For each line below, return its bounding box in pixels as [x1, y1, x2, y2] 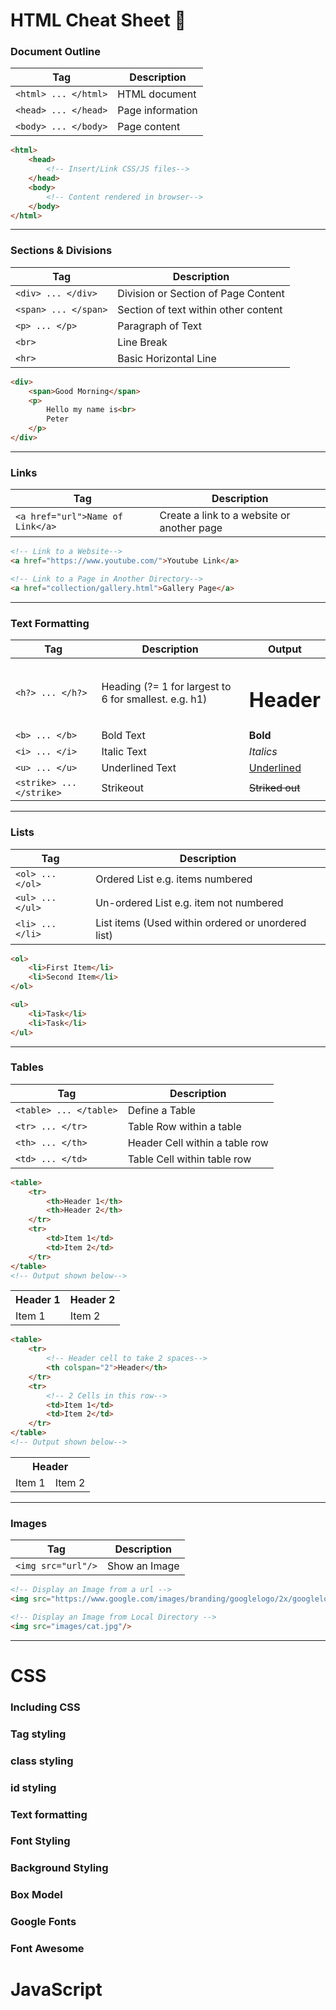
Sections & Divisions [10, 244, 113, 258]
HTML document [117, 87, 197, 101]
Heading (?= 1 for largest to [101, 679, 232, 693]
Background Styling [10, 1861, 109, 1875]
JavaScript [10, 1979, 103, 2001]
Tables [10, 1060, 44, 1074]
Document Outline [10, 45, 101, 59]
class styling [10, 1754, 74, 1768]
